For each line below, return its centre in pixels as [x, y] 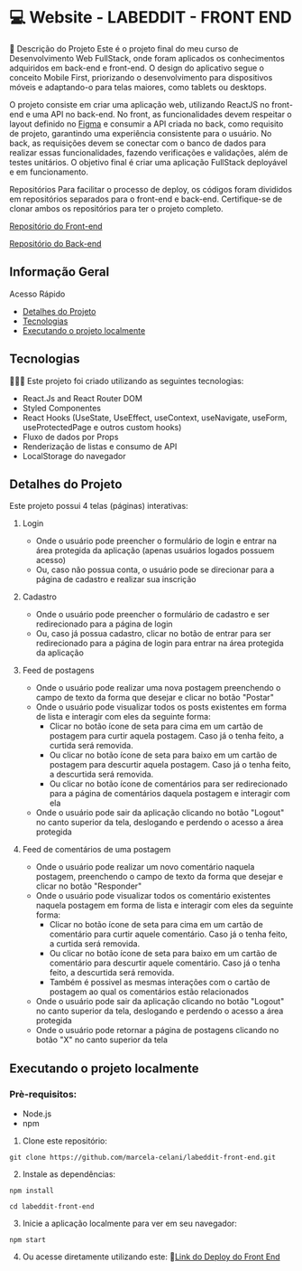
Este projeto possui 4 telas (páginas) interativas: [99, 506]
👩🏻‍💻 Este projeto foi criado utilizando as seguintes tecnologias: [127, 381]
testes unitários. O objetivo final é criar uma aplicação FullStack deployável [149, 162]
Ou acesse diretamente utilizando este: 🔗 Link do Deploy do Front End [151, 1257]
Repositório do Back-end [55, 243]
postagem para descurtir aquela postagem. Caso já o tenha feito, [170, 765]
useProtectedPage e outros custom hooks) [102, 427]
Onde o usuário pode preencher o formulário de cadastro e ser [153, 615]
